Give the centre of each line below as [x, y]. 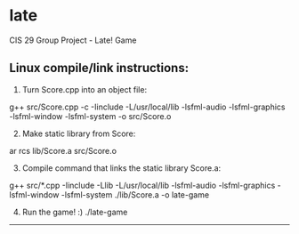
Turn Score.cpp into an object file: [85, 89]
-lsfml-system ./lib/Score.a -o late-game [135, 194]
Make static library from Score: [79, 133]
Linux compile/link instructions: [99, 68]
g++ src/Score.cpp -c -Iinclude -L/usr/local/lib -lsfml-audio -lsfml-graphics [147, 107]
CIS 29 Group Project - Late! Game [73, 40]
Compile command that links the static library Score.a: [121, 168]
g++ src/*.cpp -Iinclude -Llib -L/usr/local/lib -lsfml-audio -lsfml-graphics [142, 185]
